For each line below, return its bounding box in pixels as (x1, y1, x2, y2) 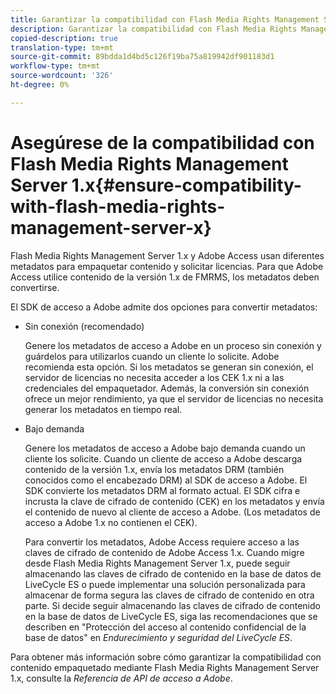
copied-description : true (10, 33, 118, 43)
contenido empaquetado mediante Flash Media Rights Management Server (10, 661, 320, 673)
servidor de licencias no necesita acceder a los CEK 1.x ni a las (24, 371, 285, 383)
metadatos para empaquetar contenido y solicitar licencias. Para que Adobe (10, 260, 324, 272)
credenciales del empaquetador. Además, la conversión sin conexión (24, 382, 310, 394)
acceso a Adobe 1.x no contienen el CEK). (24, 516, 198, 528)
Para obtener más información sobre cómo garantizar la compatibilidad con (10, 651, 322, 663)
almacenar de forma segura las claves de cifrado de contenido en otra (24, 589, 315, 601)
